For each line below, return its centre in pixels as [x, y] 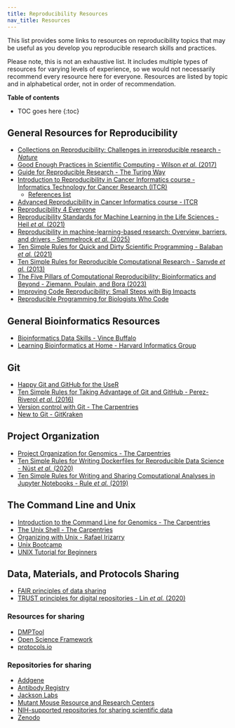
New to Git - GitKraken [50, 414]
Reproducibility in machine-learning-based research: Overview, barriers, [122, 232]
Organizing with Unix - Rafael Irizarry [71, 537]
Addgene [31, 680]
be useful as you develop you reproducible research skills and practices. [112, 48]
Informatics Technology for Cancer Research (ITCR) [92, 187]
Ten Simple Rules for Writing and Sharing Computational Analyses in [116, 475]
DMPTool [31, 632]
